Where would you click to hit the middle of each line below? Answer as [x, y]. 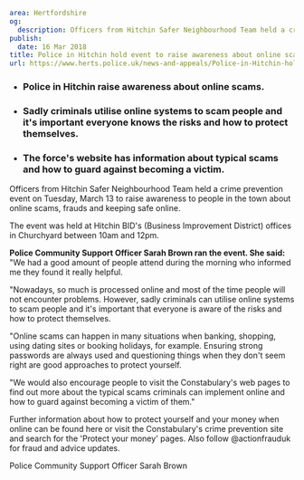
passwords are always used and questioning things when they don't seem [147, 355]
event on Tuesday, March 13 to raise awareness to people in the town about [150, 198]
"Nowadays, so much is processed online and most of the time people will [147, 290]
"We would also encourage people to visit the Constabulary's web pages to [150, 383]
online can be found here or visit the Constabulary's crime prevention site [147, 429]
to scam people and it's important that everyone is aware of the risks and [146, 309]
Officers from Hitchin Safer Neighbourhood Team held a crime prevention [146, 189]
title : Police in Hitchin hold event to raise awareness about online [145, 55]
